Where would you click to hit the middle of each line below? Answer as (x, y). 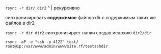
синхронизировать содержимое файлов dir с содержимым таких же (81, 17)
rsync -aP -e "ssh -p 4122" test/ (42, 42)
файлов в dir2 (20, 23)
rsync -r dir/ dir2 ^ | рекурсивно (43, 8)
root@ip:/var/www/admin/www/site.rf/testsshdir (57, 46)
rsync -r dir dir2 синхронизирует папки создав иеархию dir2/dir (78, 33)
